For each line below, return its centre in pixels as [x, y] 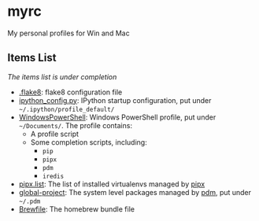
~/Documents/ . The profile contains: [76, 125]
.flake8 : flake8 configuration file [70, 92]
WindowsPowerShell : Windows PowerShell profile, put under [117, 117]
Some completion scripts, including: [89, 142]
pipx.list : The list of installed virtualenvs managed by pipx [112, 184]
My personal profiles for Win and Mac [69, 33]
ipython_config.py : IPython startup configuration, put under [115, 100]
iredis [53, 176]
